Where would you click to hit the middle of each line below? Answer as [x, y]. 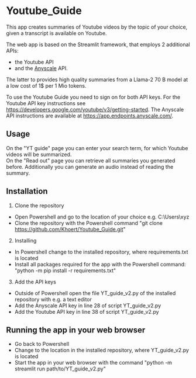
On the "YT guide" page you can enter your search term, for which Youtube [97, 148]
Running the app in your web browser [76, 330]
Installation [27, 191]
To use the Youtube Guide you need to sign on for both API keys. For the [93, 97]
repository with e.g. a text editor [53, 299]
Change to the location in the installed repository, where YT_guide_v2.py [102, 350]
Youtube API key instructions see [46, 103]
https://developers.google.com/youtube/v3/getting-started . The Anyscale [95, 109]
